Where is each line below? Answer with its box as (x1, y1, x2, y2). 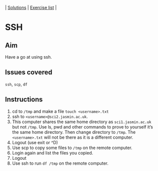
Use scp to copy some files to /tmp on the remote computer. (12, 145, 133, 150)
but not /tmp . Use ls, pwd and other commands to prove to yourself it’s (12, 124, 153, 129)
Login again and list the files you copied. (12, 150, 93, 156)
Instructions (5, 95, 43, 104)
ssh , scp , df (5, 81, 28, 87)
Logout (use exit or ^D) (12, 139, 58, 145)
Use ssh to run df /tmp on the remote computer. (12, 160, 108, 166)
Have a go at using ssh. (5, 54, 52, 60)
